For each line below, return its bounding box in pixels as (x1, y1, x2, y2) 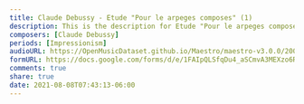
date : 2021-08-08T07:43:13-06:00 (9, 80, 136, 90)
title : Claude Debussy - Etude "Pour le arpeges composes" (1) (9, 13, 253, 23)
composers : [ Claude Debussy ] (9, 30, 119, 39)
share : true (9, 72, 54, 81)
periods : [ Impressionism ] (9, 38, 107, 48)
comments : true (9, 64, 67, 73)
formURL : (9, 55, 43, 64)
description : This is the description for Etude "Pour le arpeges (9, 22, 265, 31)
